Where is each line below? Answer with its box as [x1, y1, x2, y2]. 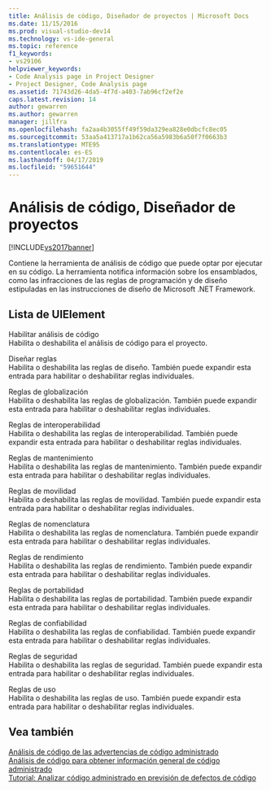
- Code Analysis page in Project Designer [8, 72, 155, 81]
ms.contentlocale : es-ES [8, 148, 93, 156]
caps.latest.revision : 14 [8, 95, 96, 103]
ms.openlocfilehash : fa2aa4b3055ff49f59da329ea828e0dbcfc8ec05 [8, 125, 228, 133]
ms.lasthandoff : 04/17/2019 [8, 155, 104, 164]
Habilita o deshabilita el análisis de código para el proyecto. [8, 338, 208, 347]
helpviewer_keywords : [8, 65, 82, 73]
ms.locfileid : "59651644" [8, 164, 96, 172]
